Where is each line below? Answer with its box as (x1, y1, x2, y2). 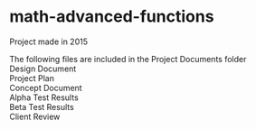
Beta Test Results (9, 101, 74, 112)
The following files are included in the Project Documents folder (9, 53, 247, 64)
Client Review (9, 111, 61, 122)
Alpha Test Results (9, 92, 79, 103)
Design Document (9, 63, 77, 74)
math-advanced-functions (9, 6, 214, 27)
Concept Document (9, 82, 83, 93)
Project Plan (9, 72, 54, 83)
